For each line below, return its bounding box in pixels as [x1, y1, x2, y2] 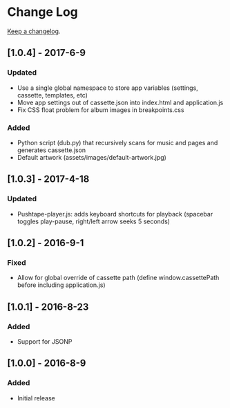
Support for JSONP [17, 337, 73, 346]
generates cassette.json [17, 146, 86, 154]
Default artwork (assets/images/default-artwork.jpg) [17, 153, 167, 161]
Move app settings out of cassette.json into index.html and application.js [17, 98, 224, 106]
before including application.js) [17, 281, 106, 289]
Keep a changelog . [7, 27, 61, 35]
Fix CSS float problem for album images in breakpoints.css [17, 105, 184, 114]
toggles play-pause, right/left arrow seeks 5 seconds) [17, 217, 171, 225]
